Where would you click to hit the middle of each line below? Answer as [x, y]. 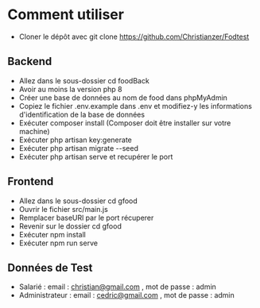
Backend [30, 62]
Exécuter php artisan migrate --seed [79, 148]
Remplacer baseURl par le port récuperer [86, 218]
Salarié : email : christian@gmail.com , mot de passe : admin [117, 287]
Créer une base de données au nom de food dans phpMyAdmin [123, 98]
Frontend [31, 181]
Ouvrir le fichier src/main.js [63, 209]
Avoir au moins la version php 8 [70, 89]
